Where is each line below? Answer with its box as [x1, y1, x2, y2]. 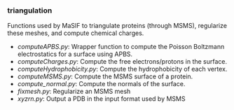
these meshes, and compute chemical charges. [7, 29, 144, 37]
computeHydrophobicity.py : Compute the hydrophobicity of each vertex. [17, 65, 228, 74]
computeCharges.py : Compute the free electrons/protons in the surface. [17, 57, 228, 66]
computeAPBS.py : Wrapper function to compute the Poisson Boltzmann [17, 43, 225, 51]
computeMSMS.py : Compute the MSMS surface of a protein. [17, 72, 193, 81]
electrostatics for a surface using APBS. [17, 50, 133, 58]
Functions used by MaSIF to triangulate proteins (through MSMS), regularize [7, 22, 228, 30]
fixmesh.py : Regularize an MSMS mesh [17, 87, 131, 96]
